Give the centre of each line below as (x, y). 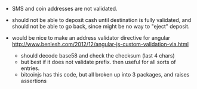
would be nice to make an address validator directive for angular (91, 38)
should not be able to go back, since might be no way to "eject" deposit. (101, 26)
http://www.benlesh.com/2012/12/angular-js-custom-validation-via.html (100, 44)
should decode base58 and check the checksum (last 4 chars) (98, 55)
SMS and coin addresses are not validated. (64, 9)
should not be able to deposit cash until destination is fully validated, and (101, 20)
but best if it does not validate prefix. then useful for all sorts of (98, 62)
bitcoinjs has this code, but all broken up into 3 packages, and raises (105, 74)
